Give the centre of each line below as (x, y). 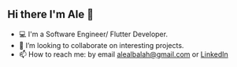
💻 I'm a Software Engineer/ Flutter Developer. (93, 34)
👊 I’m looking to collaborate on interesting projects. (101, 45)
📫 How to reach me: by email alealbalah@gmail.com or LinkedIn (124, 54)
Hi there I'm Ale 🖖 (50, 15)
